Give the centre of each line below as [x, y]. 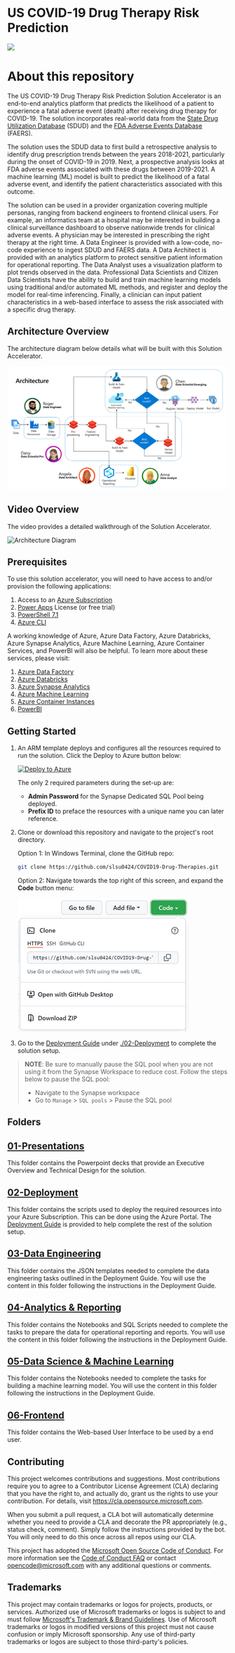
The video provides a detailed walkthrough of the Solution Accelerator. [109, 526]
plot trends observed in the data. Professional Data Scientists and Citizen [113, 272]
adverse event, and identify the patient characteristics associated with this [115, 184]
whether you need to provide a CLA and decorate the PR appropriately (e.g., [117, 1522]
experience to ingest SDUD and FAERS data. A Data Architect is [115, 250]
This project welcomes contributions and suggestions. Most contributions [114, 1479]
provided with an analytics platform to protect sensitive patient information [115, 257]
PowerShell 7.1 [38, 615]
